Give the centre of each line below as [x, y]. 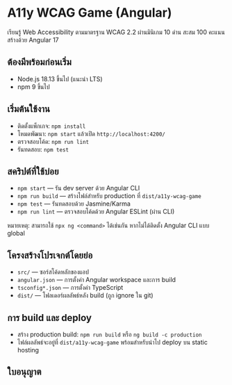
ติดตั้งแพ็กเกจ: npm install [51, 126]
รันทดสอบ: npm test [43, 149]
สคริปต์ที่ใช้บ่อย [33, 171]
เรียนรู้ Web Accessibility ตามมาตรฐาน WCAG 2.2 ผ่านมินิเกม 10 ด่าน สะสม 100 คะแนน [116, 32]
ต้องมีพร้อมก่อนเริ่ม [39, 62]
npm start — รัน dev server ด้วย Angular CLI [78, 188]
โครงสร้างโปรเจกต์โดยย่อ [50, 255]
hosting [28, 350]
